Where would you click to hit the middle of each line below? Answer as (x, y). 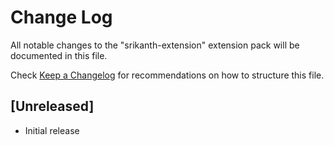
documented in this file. (59, 55)
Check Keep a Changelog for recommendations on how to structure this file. (167, 75)
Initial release (52, 130)
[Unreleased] (52, 106)
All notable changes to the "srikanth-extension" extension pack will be (155, 45)
